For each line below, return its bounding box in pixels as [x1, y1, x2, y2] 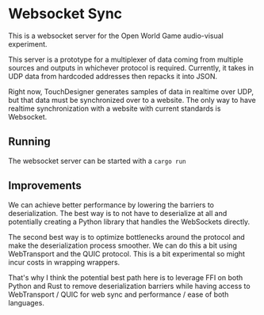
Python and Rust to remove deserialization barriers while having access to [8, 281, 251, 290]
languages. [8, 298, 45, 307]
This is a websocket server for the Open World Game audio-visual [8, 31, 224, 40]
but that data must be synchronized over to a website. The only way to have [8, 95, 256, 104]
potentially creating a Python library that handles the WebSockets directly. [8, 217, 251, 226]
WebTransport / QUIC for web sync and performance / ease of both [8, 290, 229, 299]
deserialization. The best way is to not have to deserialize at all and [8, 208, 228, 218]
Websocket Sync [8, 5, 123, 23]
